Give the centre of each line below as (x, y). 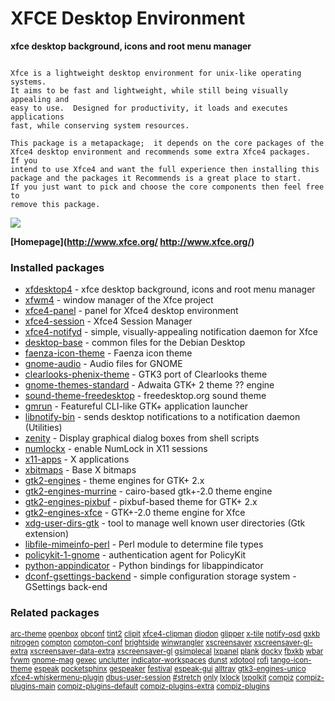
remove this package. (55, 204)
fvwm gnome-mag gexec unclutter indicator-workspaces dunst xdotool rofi (139, 660)
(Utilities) (43, 428)
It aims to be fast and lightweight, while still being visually (149, 90)
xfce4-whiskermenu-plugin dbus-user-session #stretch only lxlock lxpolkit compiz (152, 677)
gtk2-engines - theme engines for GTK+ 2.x (114, 481)
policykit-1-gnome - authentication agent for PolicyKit (135, 555)
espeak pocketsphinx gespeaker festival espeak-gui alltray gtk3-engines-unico (170, 668)
